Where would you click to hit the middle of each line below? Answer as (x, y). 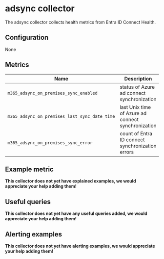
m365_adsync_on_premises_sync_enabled (52, 93)
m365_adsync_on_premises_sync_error (50, 142)
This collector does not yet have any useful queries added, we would (76, 213)
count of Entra (136, 133)
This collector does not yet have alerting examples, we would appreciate (80, 246)
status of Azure (137, 87)
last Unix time (135, 107)
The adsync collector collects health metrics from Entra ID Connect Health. (81, 22)
